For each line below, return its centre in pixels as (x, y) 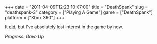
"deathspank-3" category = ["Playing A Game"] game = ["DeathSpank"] (79, 12)
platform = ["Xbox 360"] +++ (35, 17)
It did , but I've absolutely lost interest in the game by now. (64, 27)
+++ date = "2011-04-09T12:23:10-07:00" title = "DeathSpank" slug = (77, 7)
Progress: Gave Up (25, 36)
